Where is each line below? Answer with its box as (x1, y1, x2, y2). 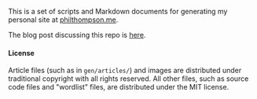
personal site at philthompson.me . (8, 15, 119, 24)
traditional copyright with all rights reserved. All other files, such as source (8, 74, 249, 83)
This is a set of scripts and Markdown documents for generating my (8, 7, 228, 16)
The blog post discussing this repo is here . (8, 31, 146, 39)
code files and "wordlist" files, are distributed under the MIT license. (8, 82, 229, 92)
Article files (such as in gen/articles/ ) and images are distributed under (8, 66, 242, 75)
